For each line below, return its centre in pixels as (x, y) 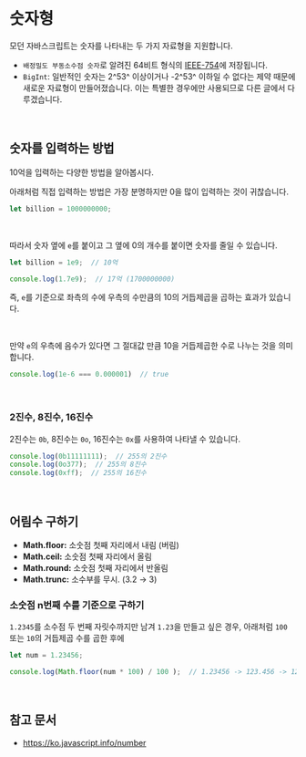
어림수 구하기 (44, 521)
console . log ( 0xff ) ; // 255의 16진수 (78, 473)
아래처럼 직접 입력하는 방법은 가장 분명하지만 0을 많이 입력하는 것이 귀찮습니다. (149, 192)
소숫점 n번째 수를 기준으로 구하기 (77, 605)
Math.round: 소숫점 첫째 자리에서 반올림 (95, 567)
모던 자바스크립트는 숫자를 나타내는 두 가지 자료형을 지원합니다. (122, 46)
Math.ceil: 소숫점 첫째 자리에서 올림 (87, 556)
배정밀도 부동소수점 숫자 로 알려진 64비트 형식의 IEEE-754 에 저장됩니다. (145, 65)
